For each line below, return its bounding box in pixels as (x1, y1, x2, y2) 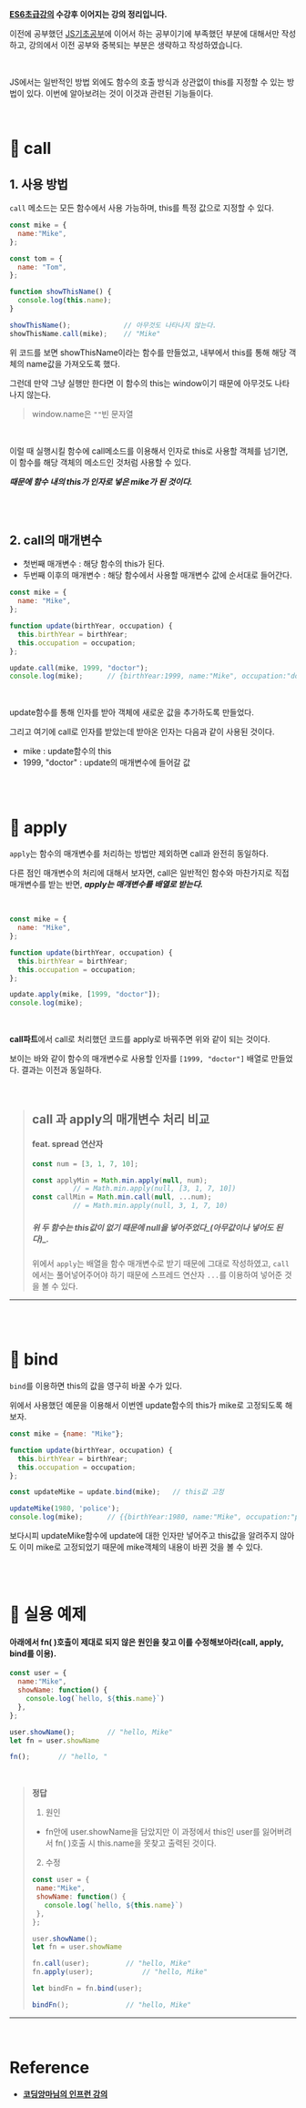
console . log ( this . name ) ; (17, 296, 112, 305)
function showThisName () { (9, 287, 112, 297)
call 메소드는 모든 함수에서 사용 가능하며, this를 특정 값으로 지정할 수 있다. (9, 202, 275, 213)
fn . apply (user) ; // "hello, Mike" (31, 1968, 208, 1977)
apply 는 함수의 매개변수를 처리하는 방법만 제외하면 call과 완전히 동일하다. (9, 848, 269, 859)
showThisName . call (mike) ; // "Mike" (9, 329, 161, 338)
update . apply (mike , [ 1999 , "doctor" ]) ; (9, 990, 161, 999)
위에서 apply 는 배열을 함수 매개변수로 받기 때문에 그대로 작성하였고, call (31, 1258, 290, 1269)
